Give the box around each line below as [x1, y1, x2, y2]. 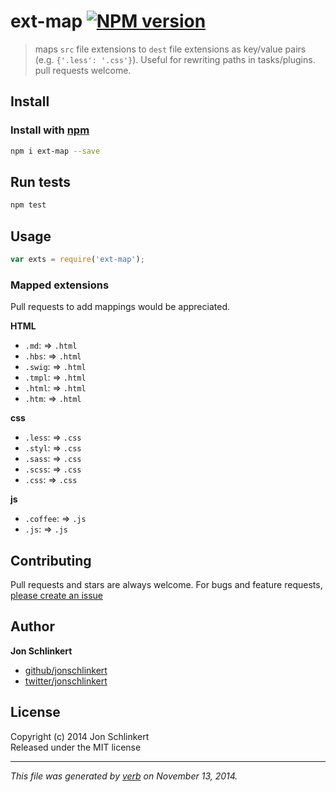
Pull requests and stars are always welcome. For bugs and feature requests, [10, 578, 323, 590]
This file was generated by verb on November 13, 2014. [10, 770, 238, 782]
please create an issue [10, 589, 104, 601]
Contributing [10, 552, 92, 569]
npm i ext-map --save [10, 146, 101, 156]
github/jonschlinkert [24, 664, 108, 676]
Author [10, 618, 55, 635]
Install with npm [10, 123, 90, 137]
